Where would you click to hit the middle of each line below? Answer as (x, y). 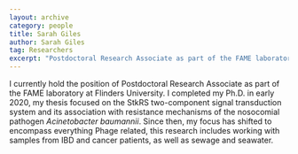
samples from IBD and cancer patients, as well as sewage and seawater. (141, 140)
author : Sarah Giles (47, 42)
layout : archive (39, 17)
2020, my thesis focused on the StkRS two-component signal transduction (145, 102)
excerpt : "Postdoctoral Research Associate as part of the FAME (130, 58)
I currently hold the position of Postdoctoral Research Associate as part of (145, 84)
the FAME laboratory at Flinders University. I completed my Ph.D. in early (142, 93)
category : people (41, 26)
